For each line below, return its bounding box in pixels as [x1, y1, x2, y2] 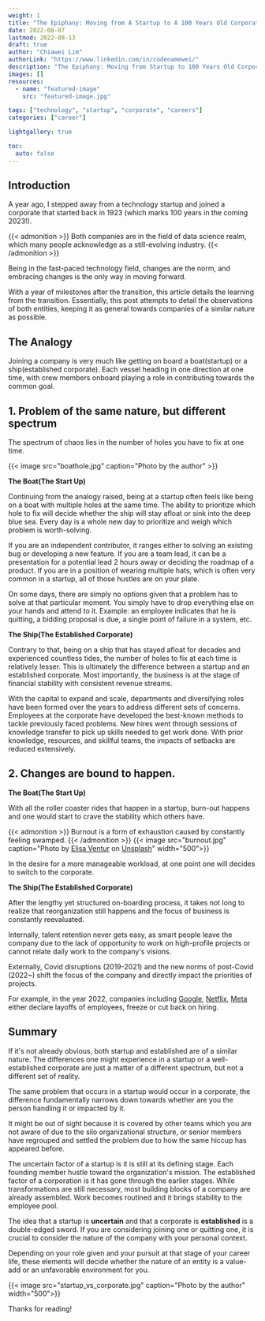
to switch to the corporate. [8, 867, 95, 876]
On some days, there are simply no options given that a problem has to [8, 589, 238, 599]
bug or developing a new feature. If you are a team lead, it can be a [8, 549, 226, 558]
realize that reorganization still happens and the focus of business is [8, 906, 230, 916]
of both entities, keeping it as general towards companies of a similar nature [8, 304, 255, 314]
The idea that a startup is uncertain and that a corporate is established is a [8, 1216, 254, 1226]
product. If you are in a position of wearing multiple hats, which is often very [8, 565, 256, 576]
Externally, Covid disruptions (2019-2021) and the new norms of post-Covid [8, 961, 254, 971]
